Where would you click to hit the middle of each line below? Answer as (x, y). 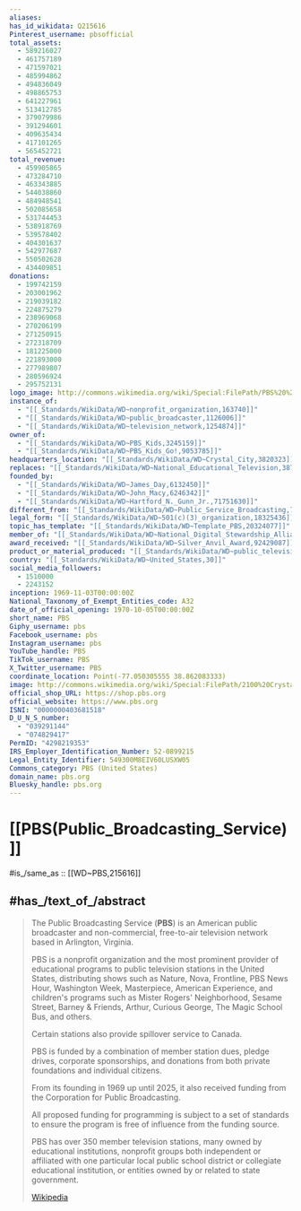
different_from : (39, 510)
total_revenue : (38, 159)
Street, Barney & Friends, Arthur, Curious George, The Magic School (157, 1006)
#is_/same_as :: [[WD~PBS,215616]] (75, 873)
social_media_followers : (56, 568)
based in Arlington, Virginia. (82, 942)
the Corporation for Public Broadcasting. (106, 1097)
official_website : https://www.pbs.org (84, 701)
